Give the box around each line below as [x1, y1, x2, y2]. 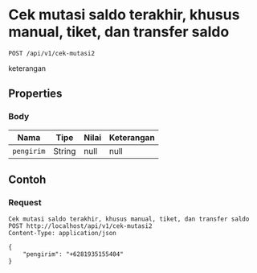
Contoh [8, 173, 47, 187]
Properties [8, 87, 63, 101]
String [53, 145, 76, 156]
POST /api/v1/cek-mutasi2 [8, 49, 95, 57]
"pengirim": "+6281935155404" [22, 250, 124, 259]
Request [8, 196, 42, 208]
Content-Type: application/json [8, 230, 116, 238]
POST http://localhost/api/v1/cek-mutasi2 [8, 222, 153, 230]
